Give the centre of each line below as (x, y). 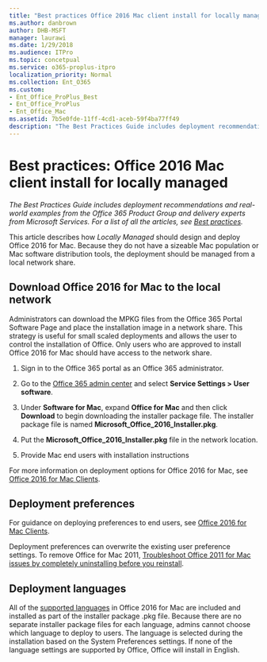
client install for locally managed (118, 182)
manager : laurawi (38, 38)
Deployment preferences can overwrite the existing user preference (120, 547)
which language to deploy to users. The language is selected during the (126, 633)
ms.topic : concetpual (45, 60)
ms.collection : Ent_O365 (50, 82)
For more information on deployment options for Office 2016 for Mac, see (129, 470)
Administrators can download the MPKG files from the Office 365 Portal (126, 319)
